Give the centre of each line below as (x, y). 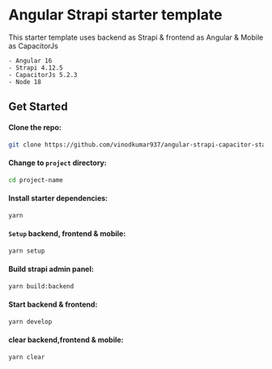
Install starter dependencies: (58, 198)
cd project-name (36, 180)
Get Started (38, 107)
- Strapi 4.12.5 (36, 68)
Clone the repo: (35, 127)
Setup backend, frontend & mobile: (67, 234)
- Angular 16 (30, 61)
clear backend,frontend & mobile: (66, 340)
